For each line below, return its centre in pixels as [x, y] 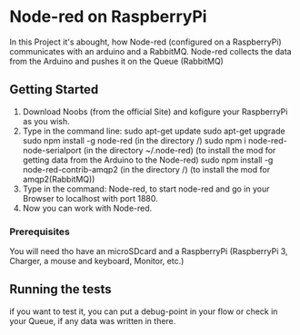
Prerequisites [40, 232]
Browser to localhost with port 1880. [90, 198]
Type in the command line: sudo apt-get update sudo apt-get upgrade [154, 131]
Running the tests [60, 289]
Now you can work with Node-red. [87, 208]
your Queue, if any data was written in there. [93, 320]
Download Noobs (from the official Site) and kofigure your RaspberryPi [155, 112]
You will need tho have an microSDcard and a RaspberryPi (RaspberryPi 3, [149, 251]
